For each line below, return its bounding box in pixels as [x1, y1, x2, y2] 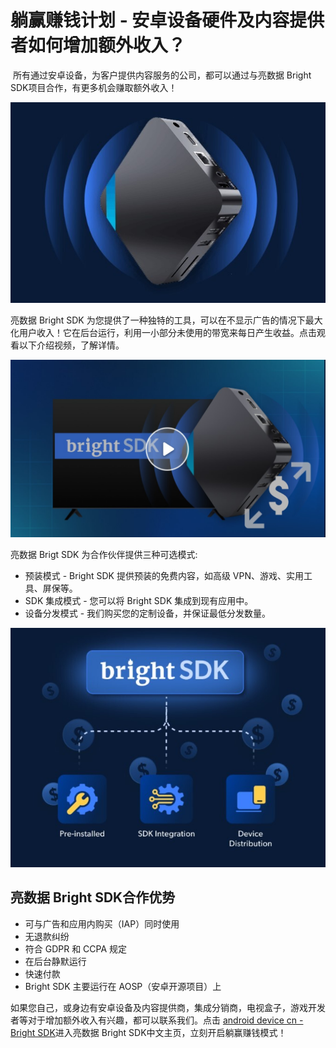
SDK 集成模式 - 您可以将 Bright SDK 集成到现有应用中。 [24, 594, 254, 606]
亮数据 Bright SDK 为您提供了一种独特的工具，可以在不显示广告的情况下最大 [10, 314, 323, 326]
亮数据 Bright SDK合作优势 [10, 889, 176, 906]
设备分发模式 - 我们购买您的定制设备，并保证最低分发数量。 [24, 607, 272, 619]
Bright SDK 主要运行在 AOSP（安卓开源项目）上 [24, 980, 222, 992]
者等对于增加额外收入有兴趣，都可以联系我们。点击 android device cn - [10, 1014, 304, 1026]
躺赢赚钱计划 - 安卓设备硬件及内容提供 [10, 9, 325, 32]
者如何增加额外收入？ [10, 34, 187, 57]
